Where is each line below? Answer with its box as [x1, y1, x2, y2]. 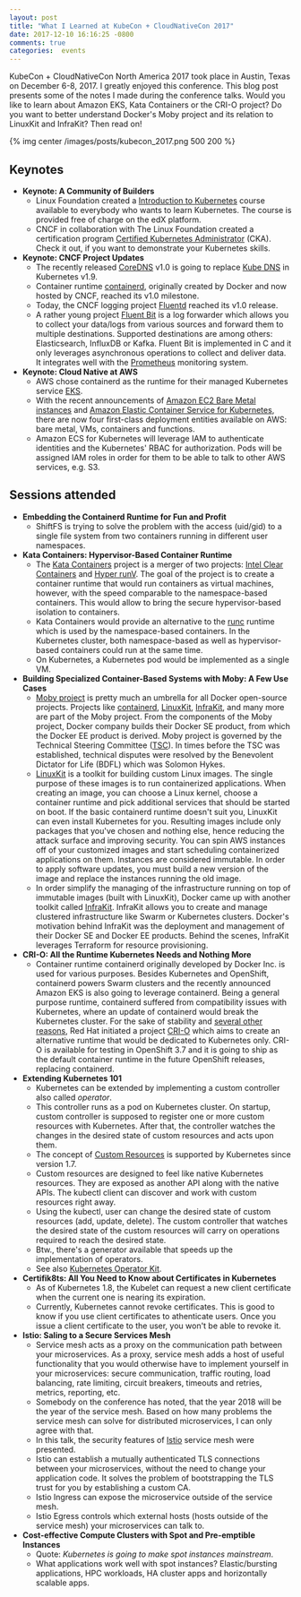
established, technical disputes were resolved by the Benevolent [35, 749, 274, 760]
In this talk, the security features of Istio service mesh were [35, 1434, 255, 1445]
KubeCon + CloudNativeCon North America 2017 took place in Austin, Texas [9, 71, 291, 82]
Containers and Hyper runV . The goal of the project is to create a [35, 568, 275, 579]
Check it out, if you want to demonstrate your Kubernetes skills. [35, 243, 271, 253]
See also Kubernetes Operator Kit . [35, 1263, 162, 1274]
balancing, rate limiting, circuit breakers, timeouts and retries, [35, 1377, 262, 1388]
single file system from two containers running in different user [35, 530, 269, 541]
